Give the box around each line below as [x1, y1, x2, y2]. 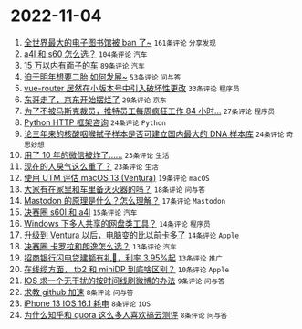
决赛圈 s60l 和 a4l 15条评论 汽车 [23, 207, 138, 218]
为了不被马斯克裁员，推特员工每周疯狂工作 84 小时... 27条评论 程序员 [23, 105, 276, 116]
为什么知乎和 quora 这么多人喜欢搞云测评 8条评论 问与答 [23, 309, 228, 320]
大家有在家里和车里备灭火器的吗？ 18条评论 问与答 [23, 184, 206, 195]
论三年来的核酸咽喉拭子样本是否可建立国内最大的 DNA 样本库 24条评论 [23, 128, 285, 139]
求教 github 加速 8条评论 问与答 [23, 286, 134, 297]
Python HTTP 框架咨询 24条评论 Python [23, 116, 167, 128]
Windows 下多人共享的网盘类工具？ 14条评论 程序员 [23, 218, 211, 228]
